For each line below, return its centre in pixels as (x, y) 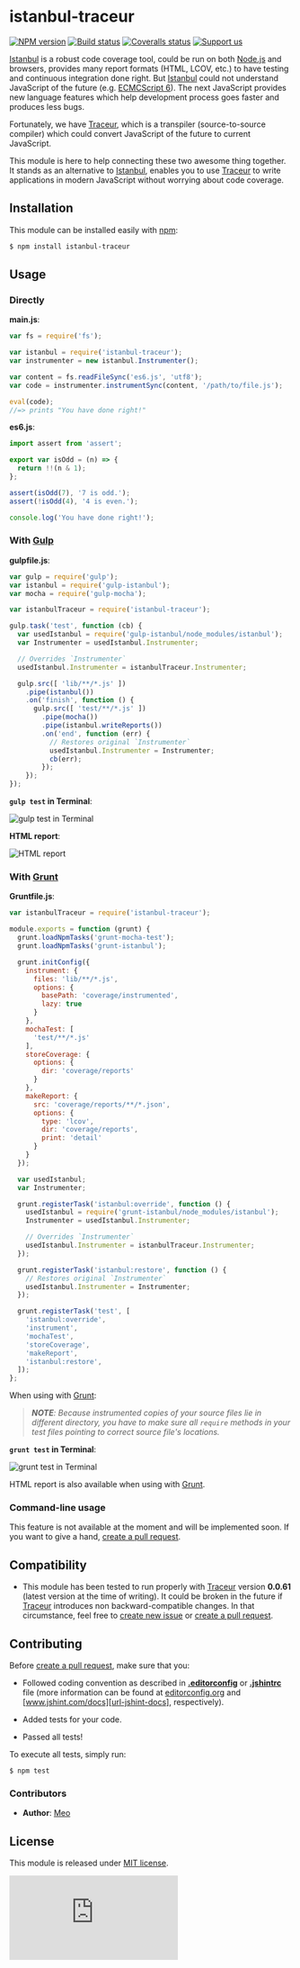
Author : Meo (46, 1813)
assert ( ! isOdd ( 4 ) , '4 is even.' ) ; (74, 501)
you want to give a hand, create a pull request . (95, 1537)
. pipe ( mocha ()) (70, 718)
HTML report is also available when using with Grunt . (107, 1485)
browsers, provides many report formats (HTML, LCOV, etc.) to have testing (149, 68)
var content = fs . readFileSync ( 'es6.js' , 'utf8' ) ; (106, 377)
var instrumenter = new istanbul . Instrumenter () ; (104, 361)
